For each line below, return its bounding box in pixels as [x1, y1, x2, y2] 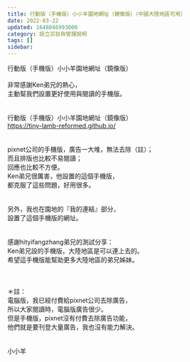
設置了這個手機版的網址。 [7, 214, 83, 222]
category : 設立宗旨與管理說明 [7, 30, 88, 38]
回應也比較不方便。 [7, 163, 64, 171]
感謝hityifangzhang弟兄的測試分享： [7, 238, 114, 246]
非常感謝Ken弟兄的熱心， [7, 81, 82, 89]
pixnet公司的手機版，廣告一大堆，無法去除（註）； [7, 145, 154, 153]
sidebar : [7, 43, 33, 51]
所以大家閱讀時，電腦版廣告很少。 [7, 305, 107, 314]
